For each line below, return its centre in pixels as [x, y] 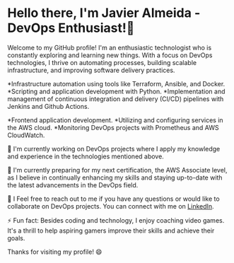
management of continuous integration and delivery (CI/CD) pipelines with [116, 99]
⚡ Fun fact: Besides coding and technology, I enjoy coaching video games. [116, 220]
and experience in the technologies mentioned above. [86, 156]
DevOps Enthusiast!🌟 [71, 28]
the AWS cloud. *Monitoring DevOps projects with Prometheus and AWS [113, 127]
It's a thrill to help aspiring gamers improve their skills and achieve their [111, 230]
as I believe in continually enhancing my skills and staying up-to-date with [115, 177]
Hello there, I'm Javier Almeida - [104, 13]
